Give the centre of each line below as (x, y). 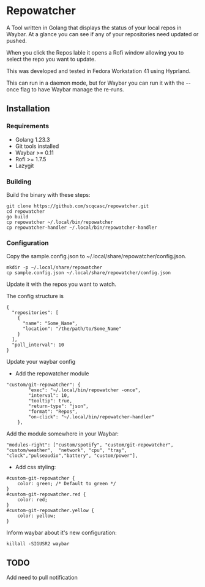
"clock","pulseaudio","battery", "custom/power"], (72, 456)
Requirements (28, 126)
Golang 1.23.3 (32, 139)
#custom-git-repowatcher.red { (46, 494)
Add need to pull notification (42, 578)
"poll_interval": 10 (38, 345)
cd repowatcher (26, 211)
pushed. (17, 40)
